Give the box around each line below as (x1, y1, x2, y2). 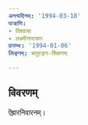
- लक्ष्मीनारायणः (8, 34, 44, 43)
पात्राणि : (8, 19, 26, 27)
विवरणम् (8, 86, 38, 100)
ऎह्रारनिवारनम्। (8, 107, 46, 117)
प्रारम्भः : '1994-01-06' (8, 42, 72, 50)
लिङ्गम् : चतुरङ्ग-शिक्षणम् (8, 49, 68, 57)
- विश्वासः (8, 27, 32, 35)
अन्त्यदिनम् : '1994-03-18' (8, 11, 82, 20)
